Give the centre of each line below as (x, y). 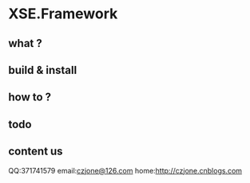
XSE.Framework (63, 14)
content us (36, 152)
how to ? (30, 97)
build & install (43, 70)
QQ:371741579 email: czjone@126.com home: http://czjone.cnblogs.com (125, 170)
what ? (25, 43)
